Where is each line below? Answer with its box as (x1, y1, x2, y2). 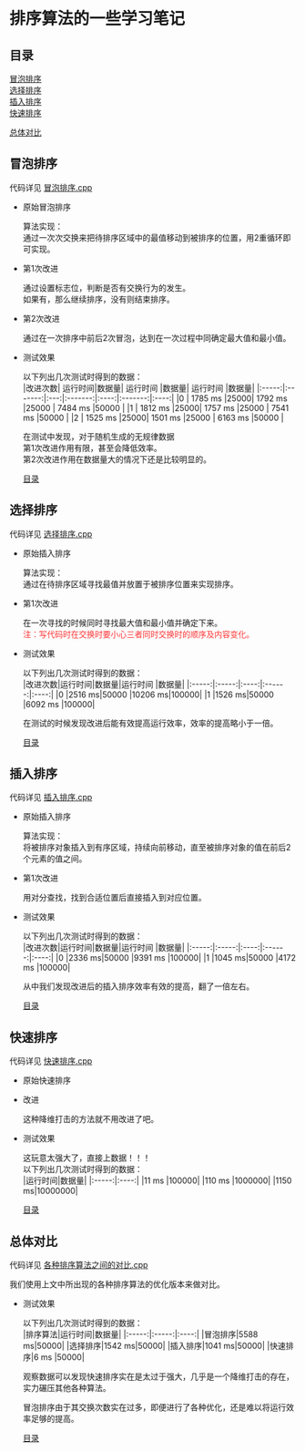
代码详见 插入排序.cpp (9, 792, 93, 803)
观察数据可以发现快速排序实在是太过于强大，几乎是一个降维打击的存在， (22, 1371, 294, 1382)
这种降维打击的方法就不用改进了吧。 (22, 1114, 159, 1125)
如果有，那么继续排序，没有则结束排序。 (22, 293, 175, 304)
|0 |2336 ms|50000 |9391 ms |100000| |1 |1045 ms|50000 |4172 (56, 953, 296, 963)
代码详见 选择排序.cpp (9, 528, 93, 539)
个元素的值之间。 (22, 853, 87, 864)
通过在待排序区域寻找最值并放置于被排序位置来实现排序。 (22, 578, 239, 589)
